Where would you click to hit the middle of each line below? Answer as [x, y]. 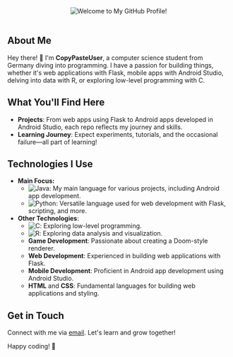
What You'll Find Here [56, 103]
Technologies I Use [50, 164]
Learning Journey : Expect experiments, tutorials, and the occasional [118, 134]
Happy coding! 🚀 [32, 346]
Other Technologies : [48, 219]
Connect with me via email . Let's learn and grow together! [92, 333]
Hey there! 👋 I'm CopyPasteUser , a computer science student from [105, 58]
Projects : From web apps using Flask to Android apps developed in [115, 119]
